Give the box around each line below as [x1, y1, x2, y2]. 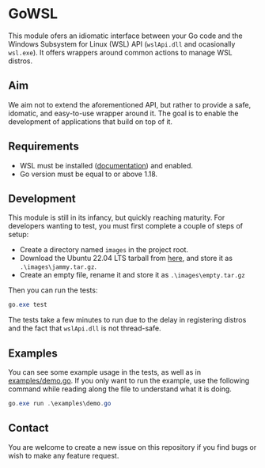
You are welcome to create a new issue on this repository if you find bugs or [8, 442, 257, 451]
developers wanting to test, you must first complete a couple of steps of [8, 221, 244, 231]
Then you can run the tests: [8, 285, 98, 295]
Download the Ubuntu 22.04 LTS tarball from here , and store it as [19, 254, 233, 263]
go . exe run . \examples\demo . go [8, 400, 112, 408]
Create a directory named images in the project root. [19, 245, 188, 255]
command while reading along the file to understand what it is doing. [8, 384, 232, 394]
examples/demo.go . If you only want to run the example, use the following [8, 376, 250, 386]
